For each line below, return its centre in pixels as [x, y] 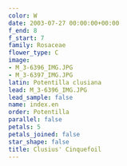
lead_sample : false [41, 97]
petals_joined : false [44, 134]
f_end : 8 [23, 30]
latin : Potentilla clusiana [55, 82]
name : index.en [34, 105]
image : [19, 61]
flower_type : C [34, 53]
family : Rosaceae [37, 45]
